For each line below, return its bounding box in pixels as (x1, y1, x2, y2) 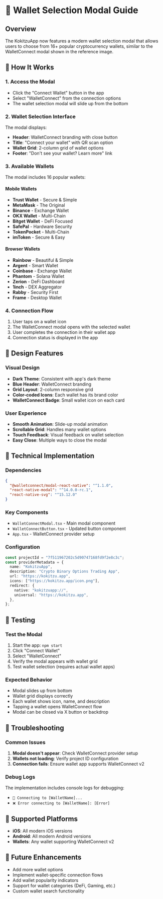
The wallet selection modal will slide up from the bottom (12, 100, 128, 106)
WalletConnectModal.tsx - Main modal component (12, 520, 116, 527)
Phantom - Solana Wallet (12, 273, 65, 279)
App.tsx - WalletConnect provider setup (12, 531, 95, 537)
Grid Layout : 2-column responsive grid (12, 386, 94, 392)
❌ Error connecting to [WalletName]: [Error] (12, 801, 110, 806)
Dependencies (5, 467, 42, 474)
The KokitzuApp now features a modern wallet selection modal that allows (5, 38, 158, 44)
